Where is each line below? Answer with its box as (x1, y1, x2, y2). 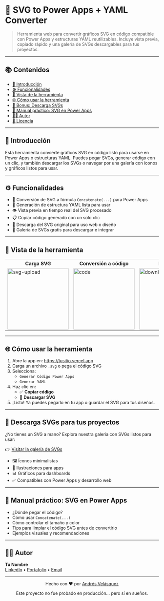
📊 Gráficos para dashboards (12, 470, 71, 476)
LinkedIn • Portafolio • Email (5, 567, 62, 573)
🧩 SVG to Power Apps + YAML (5, 4, 128, 16)
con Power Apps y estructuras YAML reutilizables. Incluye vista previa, (17, 36, 159, 42)
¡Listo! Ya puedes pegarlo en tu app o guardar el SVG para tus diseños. (12, 400, 155, 405)
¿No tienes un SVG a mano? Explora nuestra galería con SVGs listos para (5, 431, 152, 437)
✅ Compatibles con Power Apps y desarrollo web (12, 477, 112, 483)
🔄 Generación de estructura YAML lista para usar (12, 202, 111, 208)
